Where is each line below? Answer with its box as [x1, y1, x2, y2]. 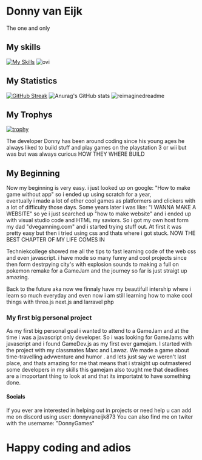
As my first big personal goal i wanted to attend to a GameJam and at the [6, 327, 189, 335]
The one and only [6, 24, 50, 32]
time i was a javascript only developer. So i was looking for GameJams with [6, 333, 194, 341]
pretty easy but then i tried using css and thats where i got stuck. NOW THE [6, 229, 196, 237]
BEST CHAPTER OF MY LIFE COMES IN [6, 236, 105, 243]
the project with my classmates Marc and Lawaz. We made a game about [6, 347, 189, 354]
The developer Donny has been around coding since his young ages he [6, 138, 185, 145]
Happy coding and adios [6, 441, 132, 455]
